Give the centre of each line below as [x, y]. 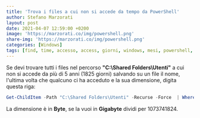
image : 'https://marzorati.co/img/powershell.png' [70, 34]
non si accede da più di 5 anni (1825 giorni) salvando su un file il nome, [93, 74]
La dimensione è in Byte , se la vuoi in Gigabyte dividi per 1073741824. [92, 108]
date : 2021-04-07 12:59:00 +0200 [48, 28]
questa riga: [21, 86]
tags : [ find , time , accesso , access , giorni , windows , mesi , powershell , [100, 51]
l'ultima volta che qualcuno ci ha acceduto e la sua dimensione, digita [91, 80]
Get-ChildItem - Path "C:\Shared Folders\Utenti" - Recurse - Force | [93, 97]
